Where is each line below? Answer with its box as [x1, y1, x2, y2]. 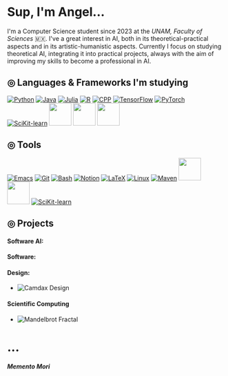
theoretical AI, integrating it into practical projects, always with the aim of [7, 49, 214, 57]
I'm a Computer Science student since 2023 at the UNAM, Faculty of [7, 27, 203, 35]
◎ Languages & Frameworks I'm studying [7, 77, 189, 88]
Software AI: [7, 236, 44, 245]
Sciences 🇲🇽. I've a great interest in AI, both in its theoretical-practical [7, 34, 209, 42]
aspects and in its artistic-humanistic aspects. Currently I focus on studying [7, 42, 222, 50]
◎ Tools [7, 139, 41, 151]
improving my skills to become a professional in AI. [7, 57, 152, 65]
